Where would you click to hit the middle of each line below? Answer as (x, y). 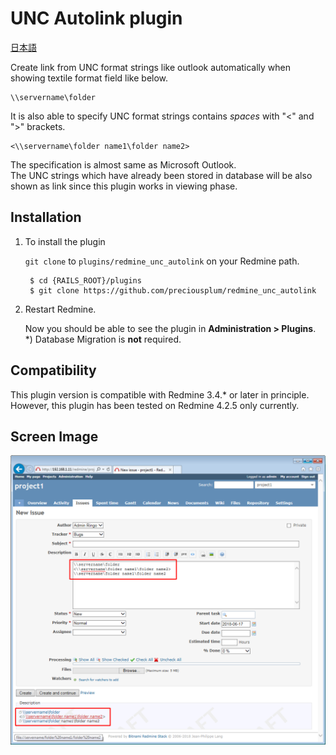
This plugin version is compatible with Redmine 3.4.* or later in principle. (160, 394)
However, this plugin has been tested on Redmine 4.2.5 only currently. (155, 405)
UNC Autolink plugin (96, 18)
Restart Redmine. (60, 309)
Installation (46, 217)
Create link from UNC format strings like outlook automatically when (151, 67)
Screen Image (54, 436)
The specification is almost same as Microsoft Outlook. (123, 164)
